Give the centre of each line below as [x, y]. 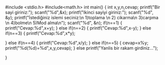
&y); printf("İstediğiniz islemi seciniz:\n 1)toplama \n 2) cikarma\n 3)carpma [82, 17]
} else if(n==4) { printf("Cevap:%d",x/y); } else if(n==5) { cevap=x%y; [77, 43]
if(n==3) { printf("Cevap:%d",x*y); [40, 33]
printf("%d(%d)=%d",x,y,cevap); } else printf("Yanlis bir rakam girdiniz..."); [82, 48]
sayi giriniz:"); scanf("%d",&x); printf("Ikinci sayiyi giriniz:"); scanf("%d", [79, 12]
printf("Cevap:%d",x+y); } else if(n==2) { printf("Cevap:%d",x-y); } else [78, 28]
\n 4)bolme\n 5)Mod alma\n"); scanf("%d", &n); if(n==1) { [64, 23]
